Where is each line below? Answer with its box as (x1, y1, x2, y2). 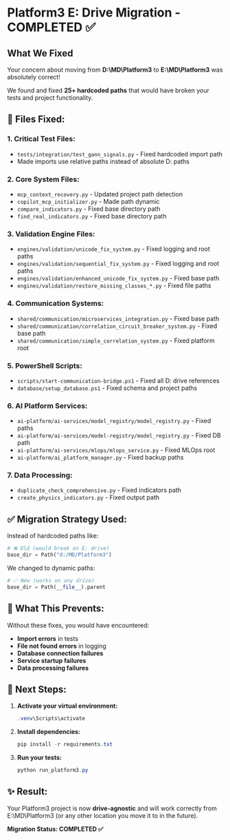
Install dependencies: (16, 728, 81, 736)
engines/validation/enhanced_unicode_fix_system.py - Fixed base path (16, 274, 220, 283)
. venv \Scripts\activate (16, 715, 86, 722)
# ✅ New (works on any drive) (7, 577, 95, 584)
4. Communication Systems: (7, 298, 104, 308)
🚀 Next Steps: (7, 684, 67, 695)
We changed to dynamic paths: (7, 564, 95, 573)
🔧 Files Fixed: (7, 114, 65, 125)
